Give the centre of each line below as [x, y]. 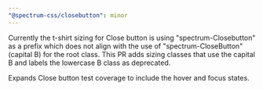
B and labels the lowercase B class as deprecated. [89, 63]
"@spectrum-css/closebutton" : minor [68, 15]
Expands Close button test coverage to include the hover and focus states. [129, 77]
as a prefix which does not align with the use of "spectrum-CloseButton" [126, 46]
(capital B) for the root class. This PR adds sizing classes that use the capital [131, 54]
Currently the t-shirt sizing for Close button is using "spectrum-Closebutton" [132, 38]
